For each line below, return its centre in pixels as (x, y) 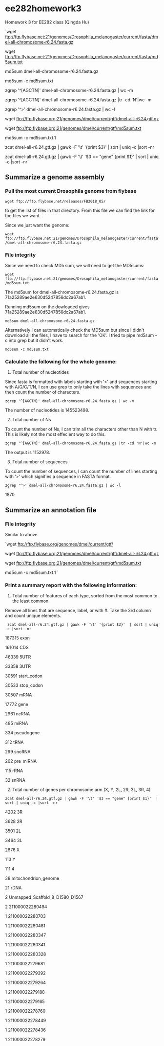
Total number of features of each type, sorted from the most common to (85, 596)
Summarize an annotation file (51, 510)
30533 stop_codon (24, 685)
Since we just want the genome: (37, 225)
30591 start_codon (24, 676)
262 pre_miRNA (21, 761)
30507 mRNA (19, 695)
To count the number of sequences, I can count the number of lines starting (81, 471)
